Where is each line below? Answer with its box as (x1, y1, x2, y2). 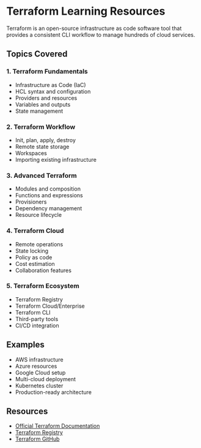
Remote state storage (15, 143, 70, 150)
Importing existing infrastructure (15, 156, 97, 163)
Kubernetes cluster (15, 382, 64, 389)
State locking (15, 247, 49, 254)
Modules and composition (15, 185, 81, 192)
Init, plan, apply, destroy (15, 136, 76, 143)
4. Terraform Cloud (6, 227, 64, 235)
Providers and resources (15, 94, 78, 102)
